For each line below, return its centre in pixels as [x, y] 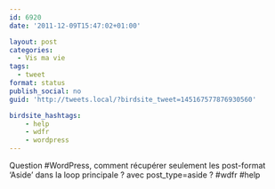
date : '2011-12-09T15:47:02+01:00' [75, 26]
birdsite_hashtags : [45, 115]
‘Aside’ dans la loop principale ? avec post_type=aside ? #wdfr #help [135, 175]
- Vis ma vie [41, 59]
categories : [31, 50]
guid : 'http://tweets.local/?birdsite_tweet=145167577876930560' [133, 99]
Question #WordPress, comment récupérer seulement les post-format [137, 165]
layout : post [33, 42]
